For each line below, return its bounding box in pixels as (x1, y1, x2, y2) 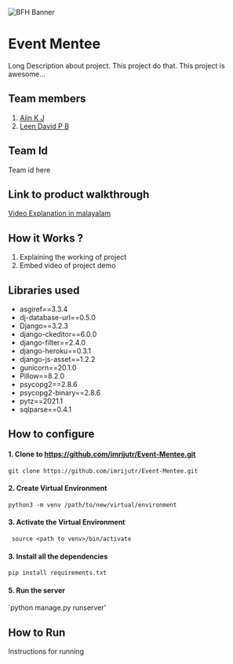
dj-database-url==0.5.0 (19, 313, 96, 322)
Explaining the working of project (19, 253, 127, 262)
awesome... (8, 69, 46, 79)
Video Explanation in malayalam (8, 208, 111, 218)
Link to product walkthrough (8, 187, 150, 201)
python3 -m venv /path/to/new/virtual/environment (8, 500, 177, 509)
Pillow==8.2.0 (19, 371, 65, 381)
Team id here (8, 165, 51, 175)
